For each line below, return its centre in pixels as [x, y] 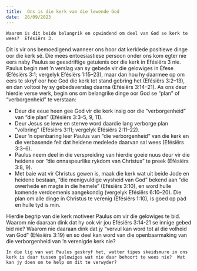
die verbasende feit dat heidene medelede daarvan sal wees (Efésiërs [99, 142]
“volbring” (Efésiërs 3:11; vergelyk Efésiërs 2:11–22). [77, 130]
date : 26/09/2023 [29, 17]
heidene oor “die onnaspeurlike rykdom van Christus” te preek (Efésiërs [102, 161]
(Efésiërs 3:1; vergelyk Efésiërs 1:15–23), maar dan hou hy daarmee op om [96, 74]
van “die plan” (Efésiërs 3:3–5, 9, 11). [59, 117]
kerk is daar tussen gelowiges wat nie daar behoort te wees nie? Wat [96, 257]
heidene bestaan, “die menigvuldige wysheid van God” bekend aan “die [101, 180]
